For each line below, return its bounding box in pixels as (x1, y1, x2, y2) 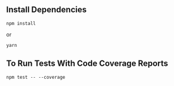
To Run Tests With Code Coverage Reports (6, 59, 169, 69)
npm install (6, 20, 36, 26)
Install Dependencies (6, 5, 87, 15)
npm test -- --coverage (6, 74, 66, 80)
